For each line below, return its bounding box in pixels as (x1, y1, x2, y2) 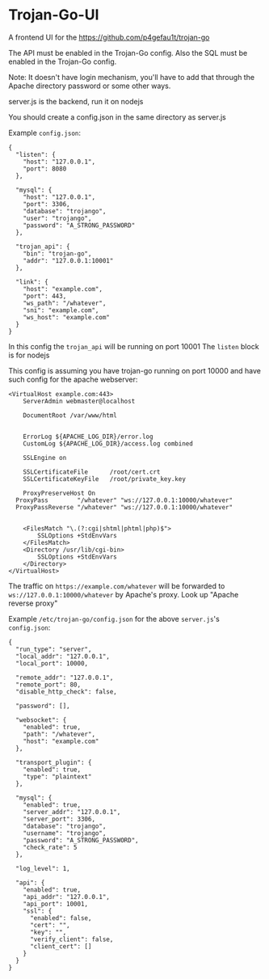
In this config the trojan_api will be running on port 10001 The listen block (8, 341, 260, 351)
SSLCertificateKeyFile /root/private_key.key (23, 475, 186, 483)
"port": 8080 (23, 164, 67, 173)
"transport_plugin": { (15, 758, 92, 766)
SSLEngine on (23, 454, 67, 462)
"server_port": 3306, (23, 815, 95, 823)
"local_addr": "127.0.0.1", (15, 652, 111, 660)
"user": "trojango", (23, 214, 92, 222)
